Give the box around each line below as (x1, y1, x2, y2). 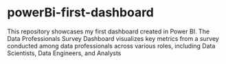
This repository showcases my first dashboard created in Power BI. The (7, 27, 210, 35)
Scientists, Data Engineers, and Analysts (7, 49, 122, 57)
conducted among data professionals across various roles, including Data (7, 42, 216, 50)
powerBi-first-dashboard (7, 5, 155, 20)
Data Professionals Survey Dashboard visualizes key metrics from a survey (7, 34, 220, 42)
